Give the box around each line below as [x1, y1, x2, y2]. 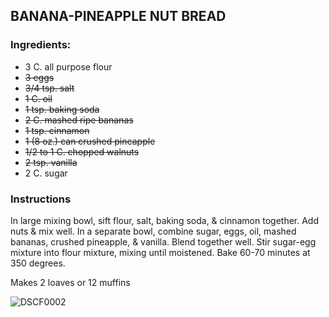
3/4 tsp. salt [24, 82, 75, 94]
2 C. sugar [24, 167, 68, 179]
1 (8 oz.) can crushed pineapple [24, 135, 156, 147]
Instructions [10, 192, 72, 206]
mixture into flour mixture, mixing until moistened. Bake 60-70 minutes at [10, 246, 311, 258]
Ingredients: [10, 38, 72, 52]
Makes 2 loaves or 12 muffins [10, 276, 131, 288]
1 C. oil [24, 92, 53, 104]
